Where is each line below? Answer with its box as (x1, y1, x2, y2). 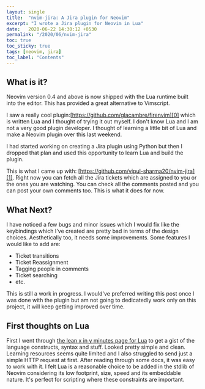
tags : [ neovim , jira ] (6, 49, 62, 55)
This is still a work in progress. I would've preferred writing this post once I (6, 290, 195, 297)
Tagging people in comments (15, 265, 89, 272)
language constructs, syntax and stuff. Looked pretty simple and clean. (6, 343, 185, 351)
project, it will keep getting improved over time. (6, 303, 125, 310)
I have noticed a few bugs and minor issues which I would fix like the (6, 221, 179, 228)
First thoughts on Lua (6, 321, 90, 331)
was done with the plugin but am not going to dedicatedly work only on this (6, 297, 196, 304)
